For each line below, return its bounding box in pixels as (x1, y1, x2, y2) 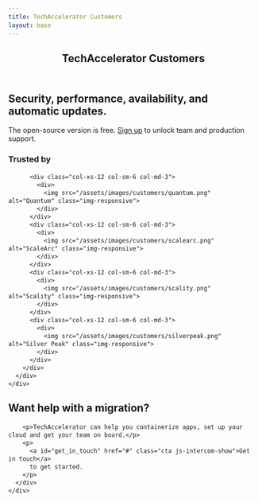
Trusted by (8, 154, 52, 165)
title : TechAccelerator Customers (8, 13, 123, 21)
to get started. (29, 463, 83, 471)
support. (8, 134, 37, 143)
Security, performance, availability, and (8, 91, 209, 105)
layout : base (8, 21, 52, 29)
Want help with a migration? (8, 402, 150, 414)
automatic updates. (8, 104, 107, 118)
